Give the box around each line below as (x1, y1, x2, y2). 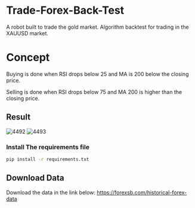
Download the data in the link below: (6, 189, 96, 196)
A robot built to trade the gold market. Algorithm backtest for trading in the (6, 23, 189, 30)
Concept (6, 51, 50, 65)
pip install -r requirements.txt (6, 156, 89, 162)
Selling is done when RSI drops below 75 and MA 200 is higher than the (6, 88, 182, 96)
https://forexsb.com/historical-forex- (97, 189, 187, 196)
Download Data (6, 173, 64, 183)
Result (6, 112, 31, 123)
